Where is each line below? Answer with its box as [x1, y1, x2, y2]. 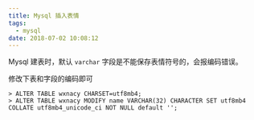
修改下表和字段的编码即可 [8, 74, 93, 84]
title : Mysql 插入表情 [8, 11, 80, 20]
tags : [8, 19, 27, 27]
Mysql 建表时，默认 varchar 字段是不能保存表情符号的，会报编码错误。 [8, 57, 243, 66]
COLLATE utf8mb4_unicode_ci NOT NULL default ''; [8, 104, 178, 112]
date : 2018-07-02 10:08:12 [8, 34, 99, 42]
